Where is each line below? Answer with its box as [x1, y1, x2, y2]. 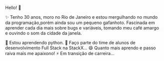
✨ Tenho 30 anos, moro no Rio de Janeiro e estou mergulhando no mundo [5, 14, 158, 20]
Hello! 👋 [5, 5, 21, 10]
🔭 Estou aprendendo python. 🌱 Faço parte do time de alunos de [5, 40, 136, 45]
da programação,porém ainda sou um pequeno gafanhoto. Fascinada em [5, 20, 156, 26]
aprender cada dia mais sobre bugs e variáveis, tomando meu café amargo [5, 25, 160, 30]
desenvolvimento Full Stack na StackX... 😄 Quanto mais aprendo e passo [5, 45, 156, 51]
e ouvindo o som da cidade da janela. [5, 30, 82, 36]
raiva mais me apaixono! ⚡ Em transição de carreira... [5, 51, 115, 56]
